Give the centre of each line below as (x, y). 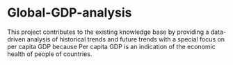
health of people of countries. (50, 54)
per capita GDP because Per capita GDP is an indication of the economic (111, 46)
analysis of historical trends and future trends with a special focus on (126, 39)
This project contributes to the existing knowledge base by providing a (108, 32)
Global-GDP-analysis (70, 13)
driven (16, 39)
